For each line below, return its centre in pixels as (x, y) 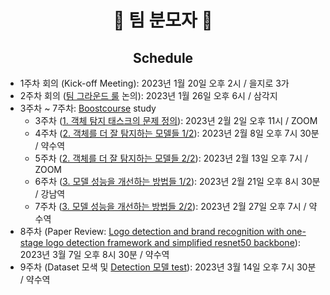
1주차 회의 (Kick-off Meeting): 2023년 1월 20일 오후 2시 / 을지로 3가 (154, 83)
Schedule (163, 57)
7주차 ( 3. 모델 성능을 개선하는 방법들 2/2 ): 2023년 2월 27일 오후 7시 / (170, 206)
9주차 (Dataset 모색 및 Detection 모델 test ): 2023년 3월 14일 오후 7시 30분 (168, 267)
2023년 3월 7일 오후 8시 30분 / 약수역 (94, 254)
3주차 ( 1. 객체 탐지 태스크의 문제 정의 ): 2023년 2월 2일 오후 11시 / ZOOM (176, 120)
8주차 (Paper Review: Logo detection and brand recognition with (152, 231)
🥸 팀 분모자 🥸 (163, 20)
